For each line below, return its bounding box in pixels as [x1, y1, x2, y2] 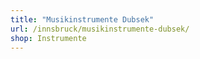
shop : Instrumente [10, 33, 87, 43]
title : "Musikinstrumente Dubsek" [10, 14, 155, 25]
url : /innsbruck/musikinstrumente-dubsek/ [10, 24, 190, 34]
